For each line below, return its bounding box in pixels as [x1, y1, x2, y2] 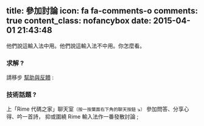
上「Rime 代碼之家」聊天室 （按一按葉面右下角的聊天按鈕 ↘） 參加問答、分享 [6, 105, 184, 113]
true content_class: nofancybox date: [6, 16, 152, 26]
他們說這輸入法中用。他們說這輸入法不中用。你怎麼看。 [6, 42, 145, 49]
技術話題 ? [6, 91, 37, 99]
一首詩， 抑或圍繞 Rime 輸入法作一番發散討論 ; [22, 113, 139, 121]
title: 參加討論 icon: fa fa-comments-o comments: [6, 5, 198, 16]
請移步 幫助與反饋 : [6, 74, 54, 81]
